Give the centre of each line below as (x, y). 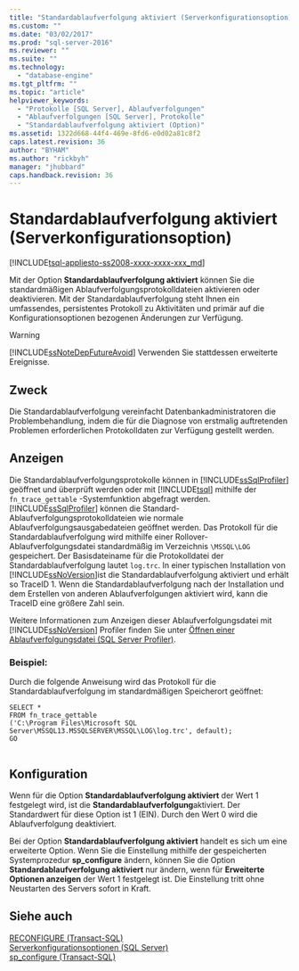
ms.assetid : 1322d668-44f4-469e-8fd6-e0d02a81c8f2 (105, 134)
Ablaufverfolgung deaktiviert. (63, 823)
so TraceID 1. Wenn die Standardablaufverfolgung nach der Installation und (147, 584)
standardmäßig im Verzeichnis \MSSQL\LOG (174, 546)
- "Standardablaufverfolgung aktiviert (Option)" (111, 126)
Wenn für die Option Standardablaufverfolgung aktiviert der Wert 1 (134, 795)
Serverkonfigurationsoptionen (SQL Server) (89, 947)
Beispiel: (28, 662)
